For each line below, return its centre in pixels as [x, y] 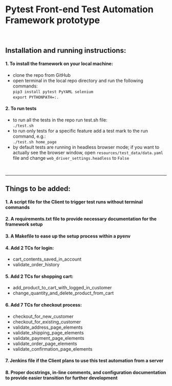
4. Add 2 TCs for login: [30, 248]
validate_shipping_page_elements [48, 333]
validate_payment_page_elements [48, 338]
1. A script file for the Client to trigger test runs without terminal [74, 202]
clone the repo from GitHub [41, 75]
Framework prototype [53, 20]
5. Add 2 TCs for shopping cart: [39, 276]
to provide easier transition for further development [61, 378]
